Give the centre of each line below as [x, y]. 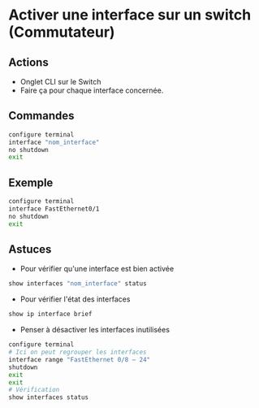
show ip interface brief [50, 315]
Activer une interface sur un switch [130, 15]
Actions [28, 62]
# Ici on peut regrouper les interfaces [78, 352]
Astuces [30, 250]
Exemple [31, 182]
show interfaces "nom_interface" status [78, 284]
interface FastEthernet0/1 [54, 209]
